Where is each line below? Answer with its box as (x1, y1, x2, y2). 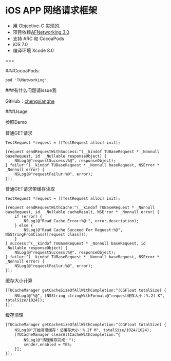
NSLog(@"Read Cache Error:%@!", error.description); (24, 218, 139, 223)
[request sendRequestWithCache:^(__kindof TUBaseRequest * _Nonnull (5, 205, 155, 210)
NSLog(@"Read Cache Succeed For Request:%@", (24, 227, 123, 233)
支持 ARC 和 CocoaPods (12, 35, 64, 42)
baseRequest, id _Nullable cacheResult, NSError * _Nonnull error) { (5, 209, 160, 215)
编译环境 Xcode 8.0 (12, 47, 54, 53)
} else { (14, 223, 33, 228)
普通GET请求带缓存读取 (5, 185, 55, 192)
